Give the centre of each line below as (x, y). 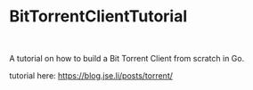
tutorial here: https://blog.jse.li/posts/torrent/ (91, 75)
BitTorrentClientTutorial (98, 16)
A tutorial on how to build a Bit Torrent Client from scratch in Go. (127, 58)
